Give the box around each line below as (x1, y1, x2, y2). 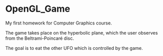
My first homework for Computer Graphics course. (5, 20, 112, 26)
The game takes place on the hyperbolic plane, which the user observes (5, 30, 158, 36)
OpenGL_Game (5, 3, 70, 15)
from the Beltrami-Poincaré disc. (5, 35, 74, 41)
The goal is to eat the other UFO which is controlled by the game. (5, 45, 143, 51)
